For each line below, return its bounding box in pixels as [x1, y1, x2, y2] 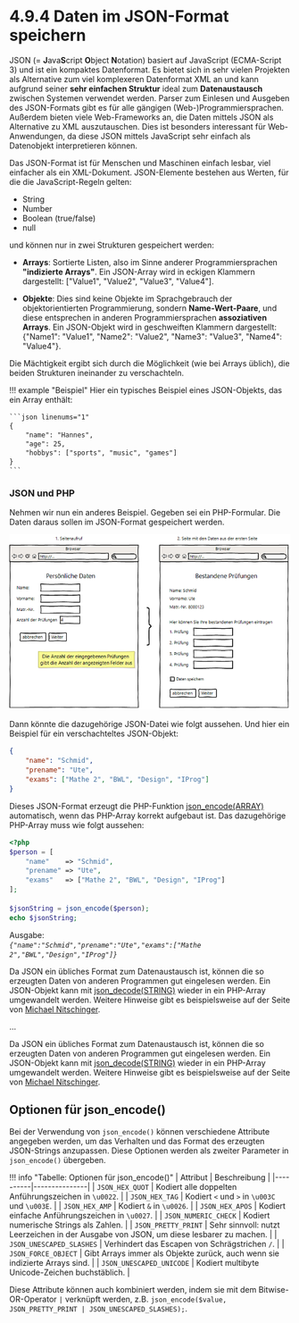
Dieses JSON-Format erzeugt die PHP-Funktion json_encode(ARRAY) [9, 800, 265, 811]
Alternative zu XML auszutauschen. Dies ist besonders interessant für [9, 121, 266, 131]
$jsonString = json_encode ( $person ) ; [9, 904, 150, 913]
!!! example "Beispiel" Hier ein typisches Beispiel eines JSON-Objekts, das [9, 384, 283, 395]
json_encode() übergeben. [9, 1154, 106, 1165]
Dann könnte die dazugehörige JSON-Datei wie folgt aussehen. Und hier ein [9, 719, 290, 730]
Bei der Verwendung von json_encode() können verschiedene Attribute [9, 1126, 270, 1136]
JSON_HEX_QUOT [96, 1183, 150, 1192]
